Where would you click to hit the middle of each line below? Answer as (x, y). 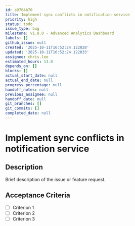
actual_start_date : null (31, 76)
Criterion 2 (24, 213)
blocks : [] (17, 71)
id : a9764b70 (19, 10)
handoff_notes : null (27, 90)
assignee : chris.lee (27, 57)
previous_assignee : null (31, 94)
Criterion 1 (23, 207)
